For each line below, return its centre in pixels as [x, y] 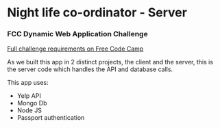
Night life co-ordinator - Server [97, 13]
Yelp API [29, 96]
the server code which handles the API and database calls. [90, 69]
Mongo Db [32, 103]
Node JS [29, 110]
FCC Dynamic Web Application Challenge [78, 34]
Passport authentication [51, 118]
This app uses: [28, 83]
